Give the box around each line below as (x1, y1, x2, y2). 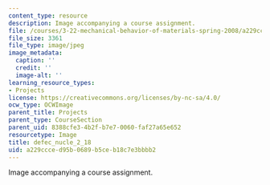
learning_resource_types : (8, 78, 95, 86)
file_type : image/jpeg (8, 42, 84, 50)
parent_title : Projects (8, 109, 88, 117)
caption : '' (15, 57, 56, 65)
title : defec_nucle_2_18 (8, 138, 92, 147)
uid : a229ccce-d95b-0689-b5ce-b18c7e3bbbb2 (8, 146, 157, 154)
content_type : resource (8, 11, 88, 20)
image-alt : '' (15, 71, 63, 79)
